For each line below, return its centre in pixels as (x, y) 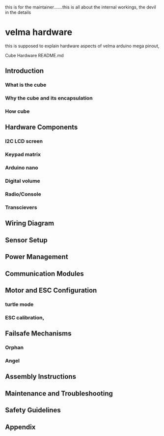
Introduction (25, 71)
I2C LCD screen (24, 141)
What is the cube (26, 85)
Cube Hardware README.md (34, 55)
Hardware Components (41, 127)
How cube (17, 111)
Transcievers (21, 207)
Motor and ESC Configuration (51, 290)
